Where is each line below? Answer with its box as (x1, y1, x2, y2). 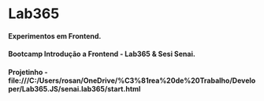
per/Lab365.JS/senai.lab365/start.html (8, 84, 141, 93)
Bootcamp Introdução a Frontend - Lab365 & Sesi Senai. (8, 49, 195, 59)
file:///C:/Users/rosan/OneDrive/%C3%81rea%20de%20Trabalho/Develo (8, 76, 256, 85)
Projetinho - (8, 67, 48, 77)
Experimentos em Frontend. (8, 31, 102, 40)
